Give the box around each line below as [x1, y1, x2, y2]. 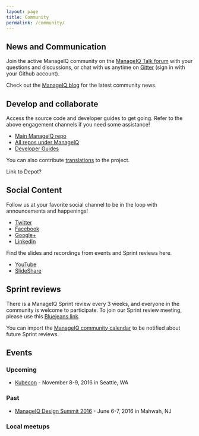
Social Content [6, 185, 62, 195]
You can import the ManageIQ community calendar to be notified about [6, 324, 181, 331]
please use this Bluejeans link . [6, 312, 80, 320]
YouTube [14, 261, 37, 268]
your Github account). [6, 70, 60, 77]
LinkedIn [14, 238, 36, 245]
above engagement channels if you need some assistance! [6, 121, 150, 128]
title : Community [6, 14, 49, 20]
